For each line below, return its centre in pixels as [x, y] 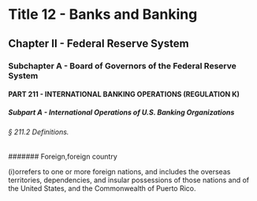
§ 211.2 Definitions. [39, 132]
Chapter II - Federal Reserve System [99, 44]
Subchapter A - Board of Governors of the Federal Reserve [122, 66]
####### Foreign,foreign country [63, 156]
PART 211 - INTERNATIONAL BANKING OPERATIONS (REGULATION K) [124, 94]
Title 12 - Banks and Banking [103, 15]
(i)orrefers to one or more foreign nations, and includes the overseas [119, 171]
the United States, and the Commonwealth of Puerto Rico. [102, 188]
